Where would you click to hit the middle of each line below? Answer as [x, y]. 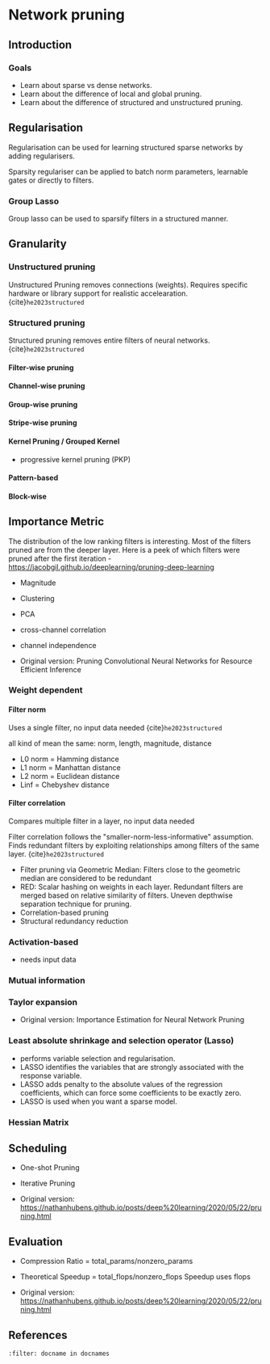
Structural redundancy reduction [74, 921]
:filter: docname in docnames [59, 1354]
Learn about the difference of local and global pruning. [111, 94]
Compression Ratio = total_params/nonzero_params [106, 1261]
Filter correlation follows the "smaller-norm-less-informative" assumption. [131, 836]
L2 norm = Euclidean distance [70, 776]
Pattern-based [33, 478]
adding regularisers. [42, 156]
